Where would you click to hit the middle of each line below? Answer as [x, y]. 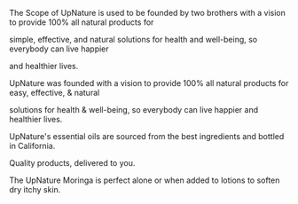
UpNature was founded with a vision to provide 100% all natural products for [149, 83]
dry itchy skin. [35, 189]
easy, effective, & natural [55, 93]
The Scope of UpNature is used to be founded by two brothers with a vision [148, 13]
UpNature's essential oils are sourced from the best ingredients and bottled [147, 136]
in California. [32, 146]
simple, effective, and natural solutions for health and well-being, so [133, 39]
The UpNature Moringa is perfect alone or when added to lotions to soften [145, 180]
